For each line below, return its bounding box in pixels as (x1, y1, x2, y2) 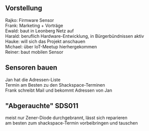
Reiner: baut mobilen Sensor (5, 49, 64, 55)
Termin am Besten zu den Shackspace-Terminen (5, 82, 106, 88)
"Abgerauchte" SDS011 (5, 102, 79, 110)
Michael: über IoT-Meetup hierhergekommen (5, 43, 97, 49)
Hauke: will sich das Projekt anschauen (5, 38, 86, 44)
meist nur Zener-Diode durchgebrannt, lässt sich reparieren (5, 115, 128, 121)
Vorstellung (5, 4, 42, 12)
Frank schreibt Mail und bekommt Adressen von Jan (5, 87, 112, 93)
